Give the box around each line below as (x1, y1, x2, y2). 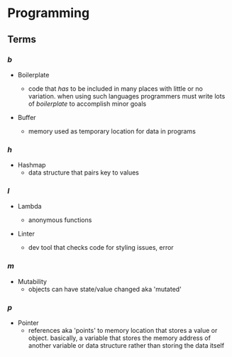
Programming (7, 5, 90, 21)
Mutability (17, 277, 48, 285)
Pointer (17, 319, 39, 327)
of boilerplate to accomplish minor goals (28, 99, 147, 108)
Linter (17, 229, 35, 238)
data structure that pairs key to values (28, 168, 140, 177)
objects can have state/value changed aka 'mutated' (28, 285, 182, 293)
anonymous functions (28, 216, 92, 224)
